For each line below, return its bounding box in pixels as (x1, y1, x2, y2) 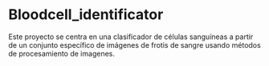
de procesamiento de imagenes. (8, 49, 115, 58)
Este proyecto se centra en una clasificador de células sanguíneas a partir (8, 32, 254, 41)
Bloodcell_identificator (8, 6, 164, 24)
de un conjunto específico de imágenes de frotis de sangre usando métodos (8, 40, 261, 49)
